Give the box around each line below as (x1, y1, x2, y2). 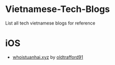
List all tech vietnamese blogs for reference (5, 20, 96, 26)
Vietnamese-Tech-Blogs (5, 3, 110, 15)
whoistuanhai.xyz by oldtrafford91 (12, 54, 83, 60)
